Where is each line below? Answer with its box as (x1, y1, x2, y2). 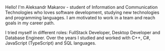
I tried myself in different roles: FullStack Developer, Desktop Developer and (5, 30, 161, 35)
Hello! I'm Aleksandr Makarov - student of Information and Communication (5, 4, 158, 10)
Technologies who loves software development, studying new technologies (5, 9, 160, 15)
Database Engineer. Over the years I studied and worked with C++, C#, (5, 35, 151, 41)
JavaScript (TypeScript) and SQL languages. (5, 40, 96, 46)
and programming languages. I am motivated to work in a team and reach (5, 15, 156, 20)
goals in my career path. (5, 20, 55, 26)
